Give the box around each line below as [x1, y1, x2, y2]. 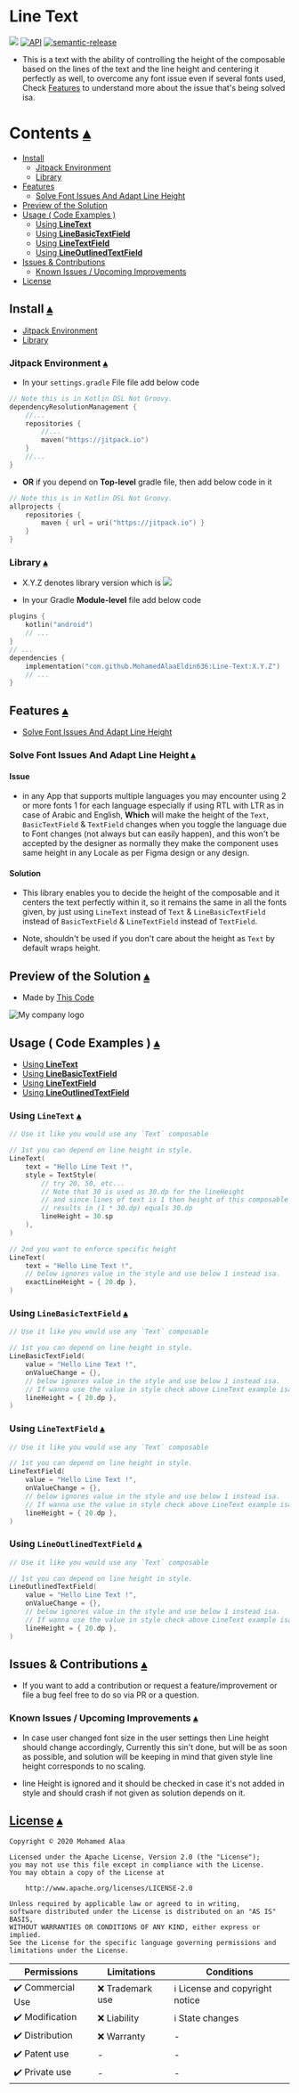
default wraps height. [21, 942, 101, 954]
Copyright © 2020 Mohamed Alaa [9, 1836, 125, 1845]
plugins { [9, 612, 46, 621]
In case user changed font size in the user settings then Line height [21, 1732, 270, 1743]
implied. [9, 1930, 42, 1939]
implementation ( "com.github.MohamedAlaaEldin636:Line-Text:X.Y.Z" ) [25, 662, 280, 671]
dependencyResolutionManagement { [9, 403, 138, 411]
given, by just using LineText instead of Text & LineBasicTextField [21, 907, 266, 917]
